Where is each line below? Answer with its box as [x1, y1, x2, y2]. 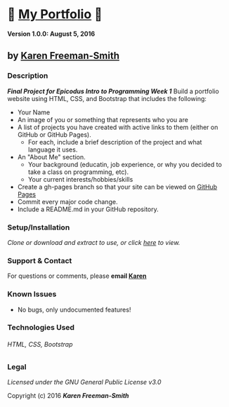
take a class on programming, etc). [27, 168, 129, 176]
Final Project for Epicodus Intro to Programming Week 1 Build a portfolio [7, 87, 219, 95]
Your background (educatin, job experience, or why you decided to [27, 160, 223, 168]
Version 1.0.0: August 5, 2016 [7, 29, 96, 38]
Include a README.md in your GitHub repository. [17, 205, 159, 213]
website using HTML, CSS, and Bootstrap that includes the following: [7, 94, 207, 102]
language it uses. [27, 145, 78, 154]
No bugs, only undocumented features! [17, 305, 131, 314]
